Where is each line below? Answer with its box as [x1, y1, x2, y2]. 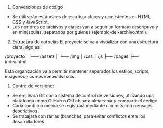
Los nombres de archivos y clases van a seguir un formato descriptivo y [12, 24, 158, 30]
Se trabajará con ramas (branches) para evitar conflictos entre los [12, 113, 146, 119]
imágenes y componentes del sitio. [5, 74, 76, 79]
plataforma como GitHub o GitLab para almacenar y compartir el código [12, 98, 158, 103]
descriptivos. [12, 108, 39, 114]
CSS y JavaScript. [12, 19, 49, 25]
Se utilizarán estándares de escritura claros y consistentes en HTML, [12, 14, 152, 19]
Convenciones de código [12, 4, 63, 10]
